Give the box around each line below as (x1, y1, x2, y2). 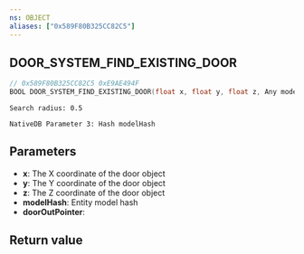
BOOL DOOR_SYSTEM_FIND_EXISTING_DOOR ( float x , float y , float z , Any (9, 88, 278, 97)
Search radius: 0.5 (9, 104, 83, 113)
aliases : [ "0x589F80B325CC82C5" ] (9, 22, 136, 31)
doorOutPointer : (22, 206, 86, 217)
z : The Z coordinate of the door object (22, 187, 166, 198)
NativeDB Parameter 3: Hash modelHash (9, 119, 156, 129)
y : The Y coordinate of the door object (22, 177, 166, 188)
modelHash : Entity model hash (22, 196, 138, 208)
